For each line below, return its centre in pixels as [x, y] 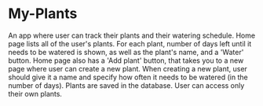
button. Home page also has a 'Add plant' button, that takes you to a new [126, 60]
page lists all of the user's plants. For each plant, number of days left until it [130, 43]
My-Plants [43, 14]
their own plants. [35, 93]
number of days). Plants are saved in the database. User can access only [126, 85]
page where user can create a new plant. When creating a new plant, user [128, 68]
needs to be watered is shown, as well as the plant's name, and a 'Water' [126, 52]
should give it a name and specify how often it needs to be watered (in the [128, 77]
